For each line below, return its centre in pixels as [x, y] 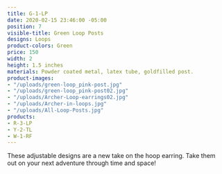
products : [22, 116]
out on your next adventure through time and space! [82, 163]
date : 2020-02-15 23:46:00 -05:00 [57, 20]
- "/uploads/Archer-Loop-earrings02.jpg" [68, 98]
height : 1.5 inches [35, 65]
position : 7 [24, 26]
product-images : [31, 78]
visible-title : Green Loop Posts [55, 33]
